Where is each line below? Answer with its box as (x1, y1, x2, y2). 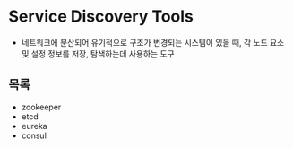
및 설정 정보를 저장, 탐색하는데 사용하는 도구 (21, 48, 176, 59)
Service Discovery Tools (8, 6, 194, 27)
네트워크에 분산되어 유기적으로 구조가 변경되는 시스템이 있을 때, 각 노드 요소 (21, 37, 285, 48)
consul (21, 130, 47, 141)
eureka (21, 120, 47, 131)
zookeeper (21, 101, 62, 112)
